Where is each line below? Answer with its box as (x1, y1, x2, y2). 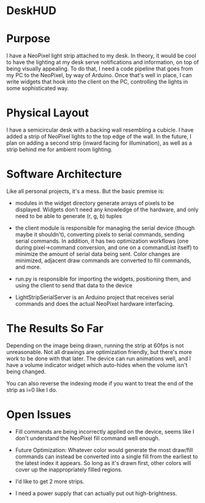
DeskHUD (6, 4, 57, 18)
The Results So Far (6, 322, 104, 336)
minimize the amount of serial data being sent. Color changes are (15, 251, 181, 257)
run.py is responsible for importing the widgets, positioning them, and (15, 275, 191, 282)
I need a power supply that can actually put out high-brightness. (15, 490, 177, 497)
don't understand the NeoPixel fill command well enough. (15, 434, 160, 442)
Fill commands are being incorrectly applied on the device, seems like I (15, 428, 195, 435)
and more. (15, 263, 42, 270)
